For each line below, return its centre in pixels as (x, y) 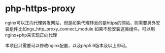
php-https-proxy (40, 9)
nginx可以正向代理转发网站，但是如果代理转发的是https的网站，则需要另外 (81, 23)
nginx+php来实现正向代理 (31, 35)
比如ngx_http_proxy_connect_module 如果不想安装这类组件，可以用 (86, 29)
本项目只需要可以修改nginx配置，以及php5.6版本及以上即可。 (67, 45)
